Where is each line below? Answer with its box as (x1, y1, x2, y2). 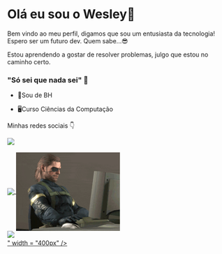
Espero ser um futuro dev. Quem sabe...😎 (7, 36, 128, 45)
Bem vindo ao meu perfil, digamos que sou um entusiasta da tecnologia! (7, 29, 215, 38)
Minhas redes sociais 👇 (7, 121, 75, 130)
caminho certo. (7, 57, 51, 66)
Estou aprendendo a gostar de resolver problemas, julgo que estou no (7, 50, 209, 59)
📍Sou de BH (17, 91, 52, 100)
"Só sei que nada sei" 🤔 (7, 75, 89, 84)
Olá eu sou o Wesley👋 (7, 6, 135, 22)
